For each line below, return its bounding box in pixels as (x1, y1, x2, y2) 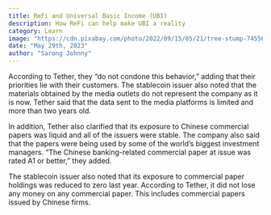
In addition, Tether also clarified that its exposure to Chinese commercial (8, 122, 249, 131)
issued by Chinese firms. (8, 197, 91, 207)
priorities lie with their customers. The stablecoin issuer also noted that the (8, 80, 256, 90)
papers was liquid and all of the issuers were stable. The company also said (8, 130, 261, 140)
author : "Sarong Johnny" (8, 49, 92, 57)
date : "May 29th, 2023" (8, 42, 89, 50)
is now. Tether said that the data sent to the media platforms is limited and (8, 98, 254, 107)
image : (8, 34, 31, 43)
